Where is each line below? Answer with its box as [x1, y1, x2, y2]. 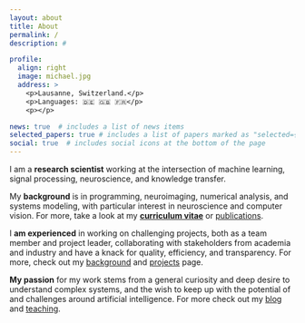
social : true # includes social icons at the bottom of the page [9, 139, 266, 148]
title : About [9, 22, 59, 31]
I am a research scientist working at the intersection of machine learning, [9, 164, 286, 174]
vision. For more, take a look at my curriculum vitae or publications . [9, 210, 264, 220]
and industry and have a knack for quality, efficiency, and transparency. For [9, 247, 292, 258]
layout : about [9, 13, 64, 23]
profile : [9, 55, 43, 64]
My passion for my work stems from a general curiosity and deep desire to [9, 274, 290, 285]
